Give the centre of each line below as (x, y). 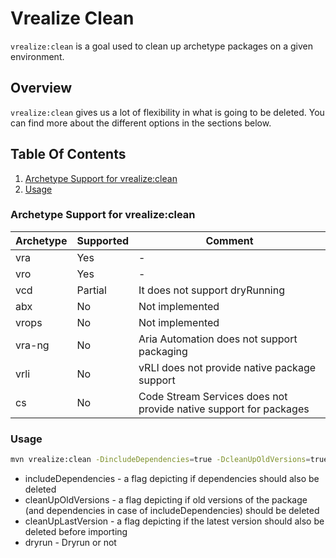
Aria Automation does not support (218, 339)
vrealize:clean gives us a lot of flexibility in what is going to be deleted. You (167, 112)
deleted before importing (76, 532)
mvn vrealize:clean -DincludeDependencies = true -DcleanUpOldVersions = (160, 460)
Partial (91, 290)
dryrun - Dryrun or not (70, 543)
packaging (163, 351)
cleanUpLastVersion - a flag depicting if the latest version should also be (174, 521)
